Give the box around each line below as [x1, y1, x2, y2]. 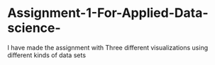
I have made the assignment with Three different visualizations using [7, 43, 209, 52]
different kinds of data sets [7, 51, 87, 59]
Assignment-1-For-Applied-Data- [7, 5, 209, 21]
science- [7, 20, 62, 36]
